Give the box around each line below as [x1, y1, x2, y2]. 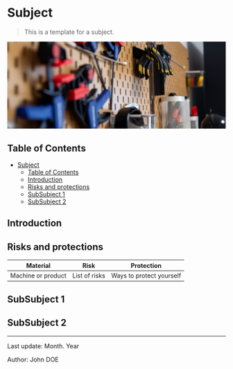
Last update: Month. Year [7, 341, 80, 350]
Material [26, 261, 51, 269]
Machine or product [10, 271, 67, 280]
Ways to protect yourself [110, 271, 182, 280]
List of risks [72, 271, 105, 280]
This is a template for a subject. [24, 28, 114, 36]
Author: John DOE [7, 355, 59, 363]
